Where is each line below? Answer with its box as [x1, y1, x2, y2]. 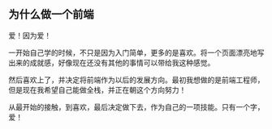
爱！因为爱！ [8, 31, 51, 40]
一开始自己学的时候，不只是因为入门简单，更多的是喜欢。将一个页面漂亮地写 [8, 48, 265, 57]
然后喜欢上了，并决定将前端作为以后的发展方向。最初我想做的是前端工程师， [8, 75, 265, 85]
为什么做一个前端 [8, 7, 94, 22]
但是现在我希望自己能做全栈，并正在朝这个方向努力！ [8, 85, 187, 94]
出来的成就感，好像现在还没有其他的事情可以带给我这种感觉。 [8, 57, 215, 67]
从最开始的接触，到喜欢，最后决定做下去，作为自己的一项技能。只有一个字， [8, 102, 265, 111]
